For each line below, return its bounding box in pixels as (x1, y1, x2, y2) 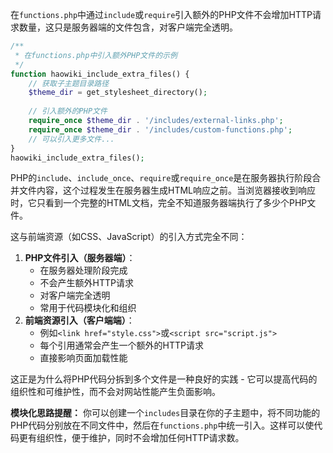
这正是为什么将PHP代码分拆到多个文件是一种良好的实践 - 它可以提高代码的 (10, 373, 318, 385)
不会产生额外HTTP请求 (39, 277, 135, 289)
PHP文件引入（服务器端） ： (24, 252, 136, 264)
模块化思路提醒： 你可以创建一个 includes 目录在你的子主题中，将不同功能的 (10, 407, 321, 419)
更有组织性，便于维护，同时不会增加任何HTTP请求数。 (18, 432, 245, 444)
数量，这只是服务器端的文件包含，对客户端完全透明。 (18, 21, 238, 33)
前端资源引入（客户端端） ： (24, 314, 135, 327)
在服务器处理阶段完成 (39, 264, 128, 277)
